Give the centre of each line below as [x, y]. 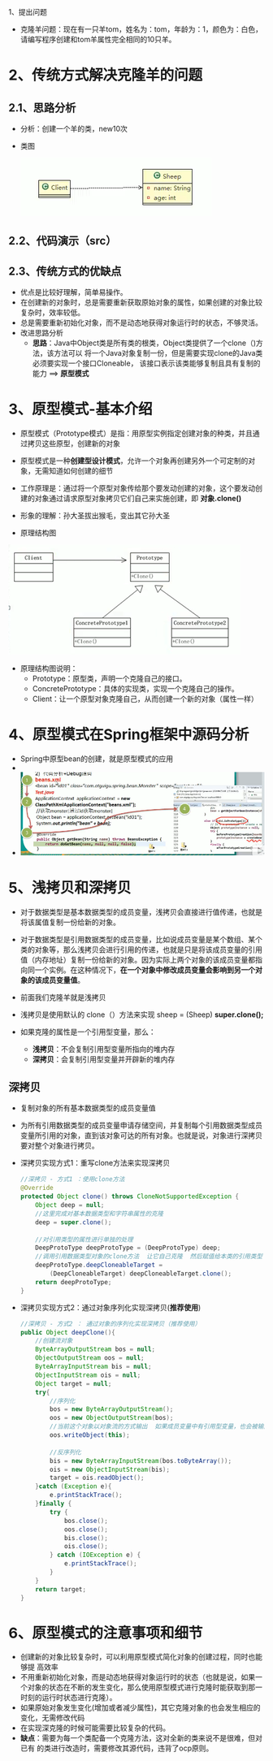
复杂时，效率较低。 [52, 313]
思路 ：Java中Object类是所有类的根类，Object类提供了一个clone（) [144, 343]
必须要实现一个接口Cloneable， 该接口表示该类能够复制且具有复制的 [147, 363]
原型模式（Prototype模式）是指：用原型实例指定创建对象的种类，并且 [136, 434]
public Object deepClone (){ [67, 1332]
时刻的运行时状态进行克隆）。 [68, 1698]
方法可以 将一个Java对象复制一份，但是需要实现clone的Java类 [158, 353]
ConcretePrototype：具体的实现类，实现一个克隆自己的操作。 [135, 689]
